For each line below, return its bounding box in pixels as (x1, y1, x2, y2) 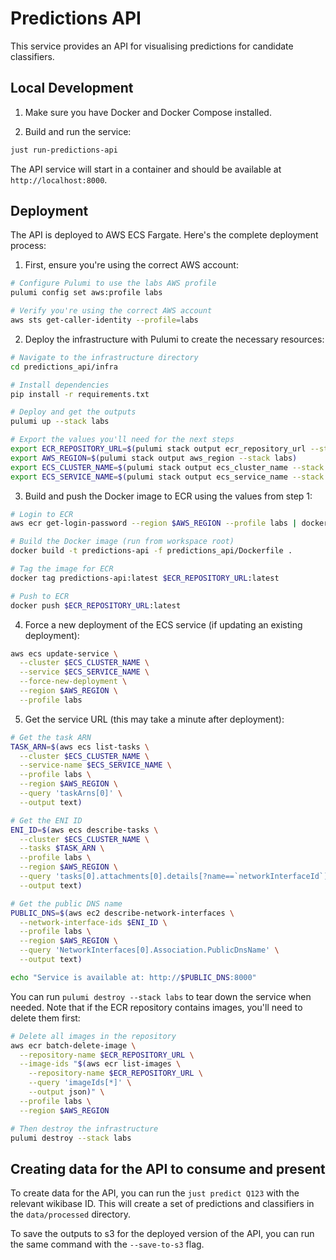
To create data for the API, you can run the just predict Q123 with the (10, 1187, 300, 1199)
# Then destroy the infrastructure (10, 1123, 159, 1134)
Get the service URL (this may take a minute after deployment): (24, 713, 285, 725)
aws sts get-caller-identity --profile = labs (10, 315, 199, 326)
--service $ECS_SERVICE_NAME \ (19, 667, 150, 677)
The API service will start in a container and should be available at (10, 163, 282, 175)
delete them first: (10, 1012, 81, 1024)
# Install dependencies (10, 380, 110, 390)
